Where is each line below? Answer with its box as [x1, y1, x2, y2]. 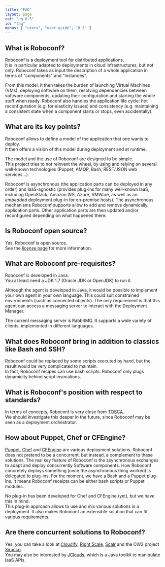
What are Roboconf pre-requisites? [5, 259, 116, 268]
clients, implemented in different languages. [5, 323, 95, 329]
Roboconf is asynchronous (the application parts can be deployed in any [5, 181, 153, 187]
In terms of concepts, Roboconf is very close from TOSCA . [5, 409, 125, 415]
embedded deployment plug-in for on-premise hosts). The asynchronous [5, 197, 154, 203]
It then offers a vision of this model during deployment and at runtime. [5, 146, 147, 152]
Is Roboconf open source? [5, 227, 87, 235]
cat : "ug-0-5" [5, 16, 34, 21]
